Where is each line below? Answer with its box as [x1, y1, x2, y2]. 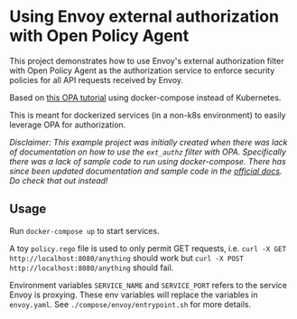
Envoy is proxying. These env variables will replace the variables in [9, 289, 258, 300]
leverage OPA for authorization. [9, 119, 126, 130]
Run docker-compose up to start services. [9, 225, 160, 236]
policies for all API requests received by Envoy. [9, 74, 183, 85]
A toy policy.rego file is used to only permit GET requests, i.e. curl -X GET [9, 242, 287, 254]
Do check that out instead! [9, 174, 108, 186]
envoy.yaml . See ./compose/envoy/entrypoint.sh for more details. [9, 298, 251, 309]
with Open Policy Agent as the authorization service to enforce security [9, 65, 275, 76]
